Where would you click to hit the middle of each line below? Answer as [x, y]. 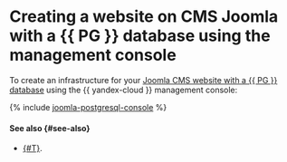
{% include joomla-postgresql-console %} [88, 107]
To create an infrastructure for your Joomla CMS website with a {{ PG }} [143, 80]
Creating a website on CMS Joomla [144, 17]
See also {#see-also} [50, 128]
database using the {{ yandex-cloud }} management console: [124, 90]
